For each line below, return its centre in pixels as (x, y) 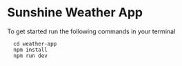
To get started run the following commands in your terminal (91, 31)
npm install (31, 50)
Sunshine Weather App (75, 13)
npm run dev (31, 56)
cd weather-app (35, 44)
